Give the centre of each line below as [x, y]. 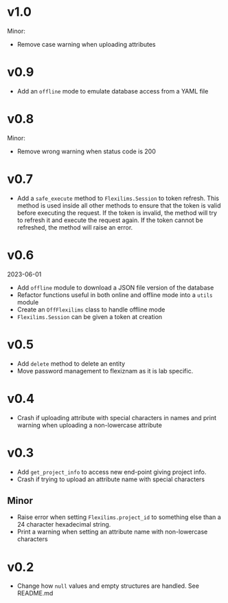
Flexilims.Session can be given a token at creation [90, 316]
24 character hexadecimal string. [64, 525]
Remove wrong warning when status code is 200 [86, 151]
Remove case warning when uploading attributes [86, 44]
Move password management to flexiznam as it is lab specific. [105, 371]
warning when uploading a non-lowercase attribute [90, 425]
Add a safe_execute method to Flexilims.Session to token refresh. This [118, 198]
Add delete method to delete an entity [71, 363]
